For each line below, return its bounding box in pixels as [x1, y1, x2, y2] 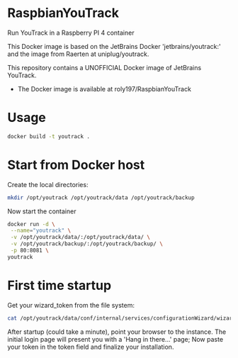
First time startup [7, 278, 112, 293]
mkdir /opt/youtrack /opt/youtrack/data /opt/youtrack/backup [7, 194, 195, 201]
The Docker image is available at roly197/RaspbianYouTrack [17, 84, 191, 93]
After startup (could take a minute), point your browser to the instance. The [7, 328, 227, 336]
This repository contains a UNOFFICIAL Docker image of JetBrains [7, 63, 202, 72]
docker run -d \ [7, 220, 55, 228]
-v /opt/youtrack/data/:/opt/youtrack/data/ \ [10, 234, 151, 241]
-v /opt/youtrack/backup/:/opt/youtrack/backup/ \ [10, 240, 163, 247]
